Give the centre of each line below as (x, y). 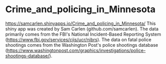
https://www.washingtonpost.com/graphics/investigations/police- (76, 50)
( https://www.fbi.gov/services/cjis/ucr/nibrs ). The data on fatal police (78, 40)
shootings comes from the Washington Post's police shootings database (82, 45)
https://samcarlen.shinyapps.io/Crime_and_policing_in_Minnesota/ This (81, 23)
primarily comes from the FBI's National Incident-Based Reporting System (83, 34)
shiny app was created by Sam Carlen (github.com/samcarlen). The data (82, 28)
